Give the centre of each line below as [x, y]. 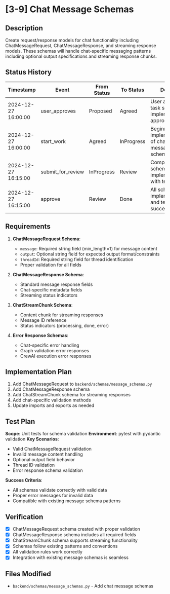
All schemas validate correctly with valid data [60, 490]
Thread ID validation [34, 465]
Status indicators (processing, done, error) [65, 325]
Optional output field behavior [44, 460]
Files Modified [28, 574]
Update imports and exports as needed [53, 405]
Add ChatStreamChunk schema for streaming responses [71, 395]
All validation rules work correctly [47, 552]
